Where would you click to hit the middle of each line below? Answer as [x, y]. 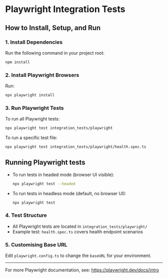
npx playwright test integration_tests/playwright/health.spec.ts [76, 147]
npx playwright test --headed [44, 184]
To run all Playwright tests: [32, 119]
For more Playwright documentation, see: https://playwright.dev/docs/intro [82, 270]
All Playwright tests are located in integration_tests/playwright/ [80, 226]
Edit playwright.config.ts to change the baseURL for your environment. [78, 256]
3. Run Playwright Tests [34, 108]
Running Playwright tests [45, 162]
